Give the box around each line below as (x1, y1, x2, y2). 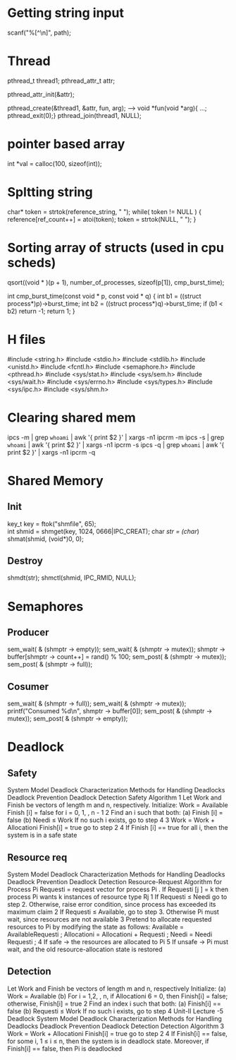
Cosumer (7, 680, 49, 693)
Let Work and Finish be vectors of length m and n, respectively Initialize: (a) (7, 984, 227, 993)
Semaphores (7, 598, 84, 614)
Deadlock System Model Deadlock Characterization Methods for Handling (7, 1014, 222, 1023)
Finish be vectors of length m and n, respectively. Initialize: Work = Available (7, 801, 228, 809)
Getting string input (7, 5, 125, 21)
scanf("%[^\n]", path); (7, 28, 72, 37)
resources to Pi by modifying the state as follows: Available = (7, 923, 185, 931)
